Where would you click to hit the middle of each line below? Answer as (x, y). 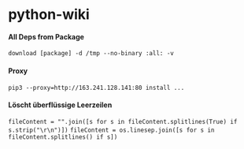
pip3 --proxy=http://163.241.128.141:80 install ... (96, 88)
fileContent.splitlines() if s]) (63, 137)
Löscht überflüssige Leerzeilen (60, 105)
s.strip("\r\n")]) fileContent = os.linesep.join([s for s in (111, 130)
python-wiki (49, 15)
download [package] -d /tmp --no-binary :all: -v (91, 54)
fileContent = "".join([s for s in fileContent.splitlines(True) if (123, 121)
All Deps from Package (46, 36)
